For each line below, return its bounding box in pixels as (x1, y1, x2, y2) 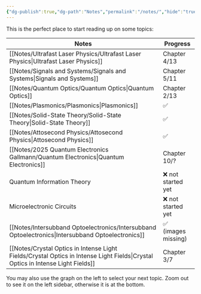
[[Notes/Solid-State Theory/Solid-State (9, 111, 121, 119)
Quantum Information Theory (9, 177, 91, 186)
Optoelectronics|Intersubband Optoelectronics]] (9, 231, 145, 239)
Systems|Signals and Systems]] (9, 74, 99, 83)
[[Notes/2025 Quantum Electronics (9, 145, 109, 153)
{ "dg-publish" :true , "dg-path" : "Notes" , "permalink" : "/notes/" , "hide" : (6, 8, 184, 15)
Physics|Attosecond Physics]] (9, 135, 94, 144)
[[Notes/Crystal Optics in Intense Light (9, 244, 118, 252)
